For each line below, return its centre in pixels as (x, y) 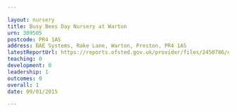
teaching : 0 (25, 59)
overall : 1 (23, 85)
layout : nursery (31, 20)
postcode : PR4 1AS (34, 39)
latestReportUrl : (33, 52)
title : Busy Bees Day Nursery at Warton (67, 26)
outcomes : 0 (25, 78)
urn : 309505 (25, 33)
